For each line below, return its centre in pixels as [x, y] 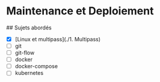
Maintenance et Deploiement [80, 11]
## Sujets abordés [29, 28]
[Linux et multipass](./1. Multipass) [58, 39]
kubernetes [29, 73]
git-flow [25, 53]
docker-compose [36, 66]
